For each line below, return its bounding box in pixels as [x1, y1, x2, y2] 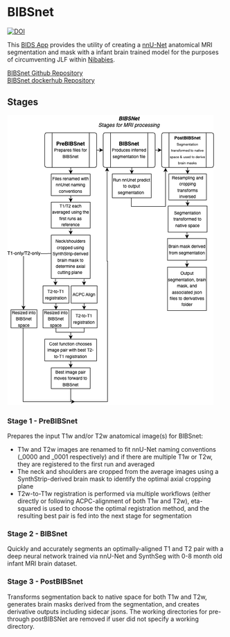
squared [17, 504, 42, 513]
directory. [7, 622, 35, 630]
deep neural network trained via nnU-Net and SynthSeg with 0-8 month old [7, 552, 223, 561]
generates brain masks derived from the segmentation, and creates [7, 600, 200, 608]
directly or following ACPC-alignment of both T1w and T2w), [17, 497, 190, 505]
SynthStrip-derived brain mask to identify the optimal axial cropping [17, 475, 211, 483]
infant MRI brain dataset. [7, 559, 78, 568]
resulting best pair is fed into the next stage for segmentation [17, 511, 192, 520]
